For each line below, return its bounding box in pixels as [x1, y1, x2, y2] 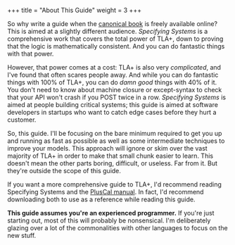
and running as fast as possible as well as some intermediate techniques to [7, 137, 225, 145]
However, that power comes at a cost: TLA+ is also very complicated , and [7, 63, 222, 71]
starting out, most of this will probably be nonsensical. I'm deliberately [7, 216, 211, 225]
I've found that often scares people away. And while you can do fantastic [7, 70, 219, 79]
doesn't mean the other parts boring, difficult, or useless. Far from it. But [7, 159, 218, 168]
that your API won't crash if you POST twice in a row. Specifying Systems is [7, 93, 227, 101]
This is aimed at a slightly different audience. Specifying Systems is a [7, 27, 208, 35]
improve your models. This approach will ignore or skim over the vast [7, 144, 208, 152]
